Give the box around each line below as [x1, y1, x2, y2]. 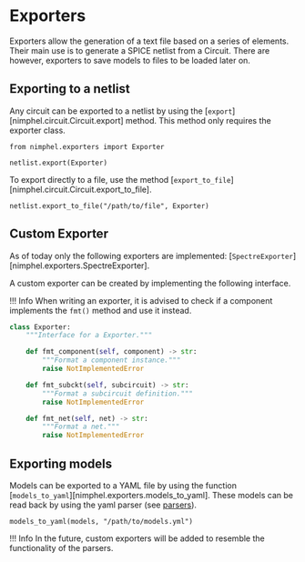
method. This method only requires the [126, 115, 271, 125]
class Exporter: [9, 322, 71, 332]
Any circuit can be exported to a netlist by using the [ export [9, 105, 233, 116]
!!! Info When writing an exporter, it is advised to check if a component [9, 295, 273, 306]
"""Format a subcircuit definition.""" [42, 388, 194, 398]
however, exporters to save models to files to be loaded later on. [9, 55, 250, 65]
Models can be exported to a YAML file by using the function [9, 480, 237, 491]
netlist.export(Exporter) [9, 158, 107, 167]
